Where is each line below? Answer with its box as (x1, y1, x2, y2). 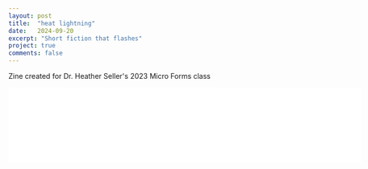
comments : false (8, 49, 63, 57)
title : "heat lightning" (8, 19, 95, 27)
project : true (8, 42, 56, 50)
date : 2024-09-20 (8, 27, 74, 35)
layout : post (8, 11, 52, 20)
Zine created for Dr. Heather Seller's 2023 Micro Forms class (8, 72, 211, 80)
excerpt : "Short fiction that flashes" (8, 34, 143, 43)
